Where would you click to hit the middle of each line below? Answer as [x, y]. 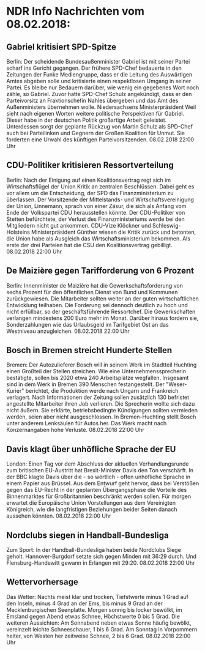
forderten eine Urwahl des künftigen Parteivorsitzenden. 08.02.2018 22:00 [100, 139]
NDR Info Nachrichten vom [76, 11]
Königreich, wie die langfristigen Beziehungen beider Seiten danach [92, 510]
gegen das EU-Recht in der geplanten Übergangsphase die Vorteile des [97, 490]
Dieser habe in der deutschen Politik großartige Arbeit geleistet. [87, 120]
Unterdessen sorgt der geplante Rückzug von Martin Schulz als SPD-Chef [99, 126]
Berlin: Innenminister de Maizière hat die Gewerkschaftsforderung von [95, 285]
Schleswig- [166, 225]
